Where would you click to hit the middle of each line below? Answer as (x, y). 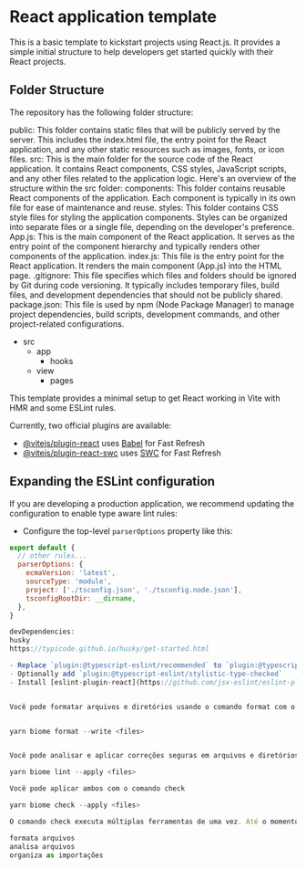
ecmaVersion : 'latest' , (71, 573)
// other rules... (53, 556)
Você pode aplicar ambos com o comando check (97, 789)
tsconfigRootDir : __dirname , (81, 598)
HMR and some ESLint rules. (63, 407)
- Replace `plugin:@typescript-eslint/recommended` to (116, 665)
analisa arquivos (42, 846)
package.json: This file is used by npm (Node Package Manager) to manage (152, 304)
